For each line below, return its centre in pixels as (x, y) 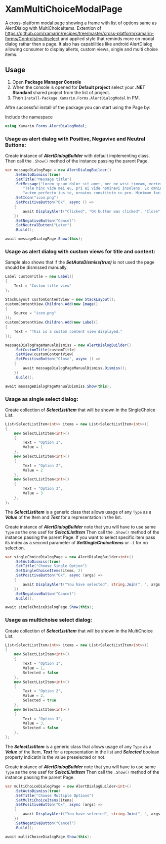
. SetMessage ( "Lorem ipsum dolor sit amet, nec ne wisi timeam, (81, 184)
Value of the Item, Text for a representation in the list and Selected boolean (82, 752)
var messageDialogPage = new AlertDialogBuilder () (58, 170)
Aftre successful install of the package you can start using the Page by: (78, 107)
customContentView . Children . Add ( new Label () (52, 322)
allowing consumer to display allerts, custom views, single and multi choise (82, 49)
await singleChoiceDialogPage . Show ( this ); (49, 607)
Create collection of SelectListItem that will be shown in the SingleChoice (80, 410)
